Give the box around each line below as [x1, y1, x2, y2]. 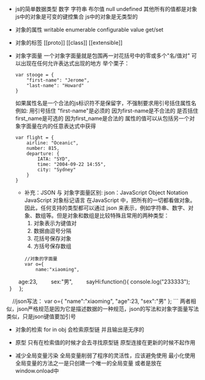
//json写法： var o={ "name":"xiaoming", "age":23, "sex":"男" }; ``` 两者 [12, 297, 191, 305]
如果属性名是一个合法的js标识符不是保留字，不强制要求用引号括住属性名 [15, 100, 197, 106]
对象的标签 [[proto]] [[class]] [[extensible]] [15, 39, 123, 46]
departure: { [26, 151, 60, 157]
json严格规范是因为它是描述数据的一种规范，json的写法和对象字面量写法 [17, 305, 199, 312]
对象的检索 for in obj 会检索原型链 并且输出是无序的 [15, 326, 144, 333]
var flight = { [15, 135, 54, 141]
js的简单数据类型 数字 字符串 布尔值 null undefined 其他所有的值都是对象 [15, 6, 198, 12]
